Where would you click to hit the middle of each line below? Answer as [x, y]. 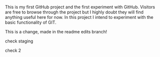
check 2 [13, 50]
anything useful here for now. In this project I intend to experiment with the [79, 17]
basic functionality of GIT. [31, 22]
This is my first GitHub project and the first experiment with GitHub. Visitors [80, 7]
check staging [19, 41]
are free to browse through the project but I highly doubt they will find [74, 12]
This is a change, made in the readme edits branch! [56, 32]
